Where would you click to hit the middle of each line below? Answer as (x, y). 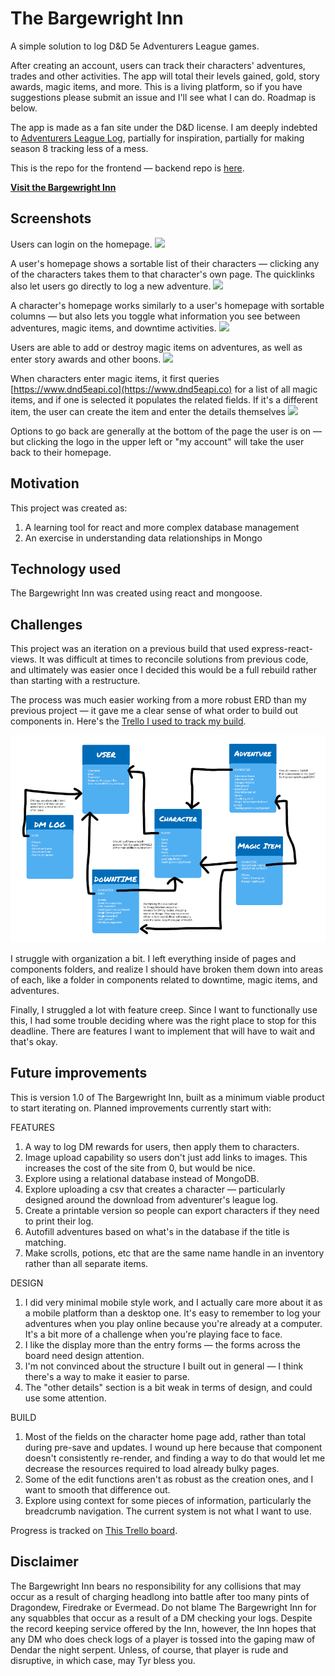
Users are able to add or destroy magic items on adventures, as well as (156, 347)
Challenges (46, 624)
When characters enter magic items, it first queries (115, 378)
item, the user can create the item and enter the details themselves (148, 411)
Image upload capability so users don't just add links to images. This (166, 1157)
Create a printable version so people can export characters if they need (172, 1210)
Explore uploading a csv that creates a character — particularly (155, 1189)
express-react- (282, 649)
